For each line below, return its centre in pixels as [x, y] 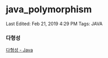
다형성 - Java [19, 50]
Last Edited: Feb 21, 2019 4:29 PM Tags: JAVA [54, 24]
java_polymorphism [49, 9]
